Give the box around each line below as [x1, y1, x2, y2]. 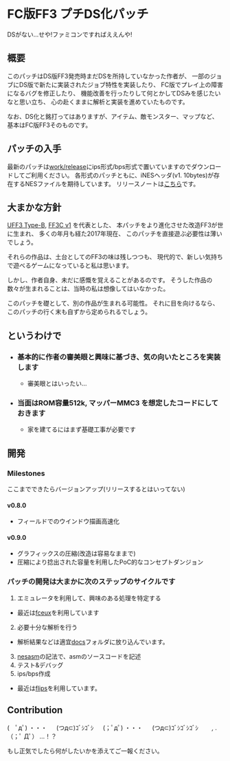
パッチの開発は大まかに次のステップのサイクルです [7, 577, 176, 587]
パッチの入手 [7, 143, 62, 155]
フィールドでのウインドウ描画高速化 [16, 517, 120, 525]
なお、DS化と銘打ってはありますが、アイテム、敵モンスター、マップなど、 [7, 112, 218, 120]
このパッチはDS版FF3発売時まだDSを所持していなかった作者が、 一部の [7, 71, 211, 80]
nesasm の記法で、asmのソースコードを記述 [16, 652, 141, 660]
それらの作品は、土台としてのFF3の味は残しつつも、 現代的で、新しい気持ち [7, 253, 223, 261]
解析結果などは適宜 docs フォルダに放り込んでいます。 [16, 637, 170, 646]
